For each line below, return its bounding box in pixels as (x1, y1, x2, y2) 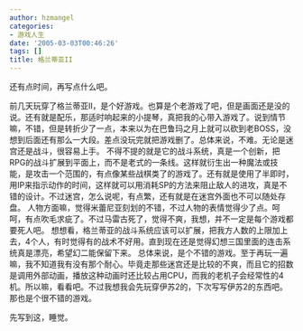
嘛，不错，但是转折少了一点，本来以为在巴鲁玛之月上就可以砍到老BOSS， (9, 123, 284, 134)
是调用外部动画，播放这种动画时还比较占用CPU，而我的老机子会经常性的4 (9, 270, 284, 280)
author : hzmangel (9, 13, 75, 23)
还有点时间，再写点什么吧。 (9, 81, 113, 91)
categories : (9, 22, 54, 31)
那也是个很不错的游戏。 (9, 293, 96, 303)
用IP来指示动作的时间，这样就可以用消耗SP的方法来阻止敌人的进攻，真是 (9, 180, 280, 190)
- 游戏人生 (9, 30, 45, 39)
